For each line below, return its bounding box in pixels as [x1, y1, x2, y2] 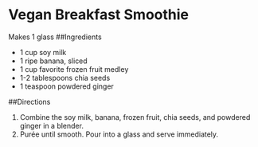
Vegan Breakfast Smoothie [8, 6, 190, 24]
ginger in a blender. [19, 121, 84, 130]
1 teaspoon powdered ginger [19, 81, 114, 91]
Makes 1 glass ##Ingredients [8, 32, 102, 42]
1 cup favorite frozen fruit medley [19, 64, 129, 73]
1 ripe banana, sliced [19, 56, 88, 66]
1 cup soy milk [19, 47, 67, 57]
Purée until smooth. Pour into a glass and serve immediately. [19, 129, 219, 139]
